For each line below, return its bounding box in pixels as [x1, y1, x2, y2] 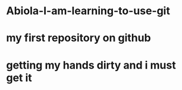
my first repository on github [6, 31, 151, 45]
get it [6, 71, 33, 84]
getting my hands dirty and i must [6, 58, 177, 72]
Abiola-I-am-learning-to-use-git [6, 4, 171, 18]
